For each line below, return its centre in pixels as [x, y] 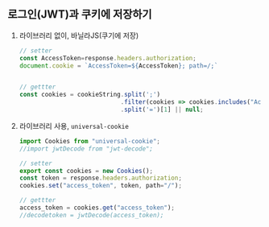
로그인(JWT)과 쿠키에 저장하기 [80, 14]
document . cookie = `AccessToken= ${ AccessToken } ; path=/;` [118, 66]
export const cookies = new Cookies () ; [86, 171]
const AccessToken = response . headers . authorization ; [108, 58]
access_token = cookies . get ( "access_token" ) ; [97, 208]
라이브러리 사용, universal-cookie [74, 126]
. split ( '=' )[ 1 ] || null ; [162, 110]
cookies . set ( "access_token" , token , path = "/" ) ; [101, 186]
